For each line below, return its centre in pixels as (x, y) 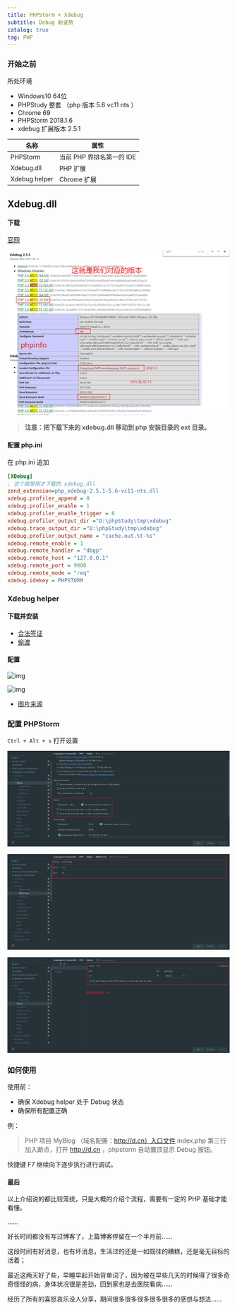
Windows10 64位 (42, 96)
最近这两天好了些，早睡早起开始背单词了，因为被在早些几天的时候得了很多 (115, 1275)
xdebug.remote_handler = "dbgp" (55, 551)
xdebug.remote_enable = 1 (45, 543)
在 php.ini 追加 (28, 462)
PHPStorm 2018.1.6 (45, 120)
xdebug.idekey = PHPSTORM (45, 580)
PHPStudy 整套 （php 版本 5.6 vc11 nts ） (77, 104)
